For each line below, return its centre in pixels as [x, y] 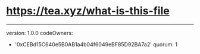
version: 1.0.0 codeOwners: [40, 33]
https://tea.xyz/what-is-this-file [88, 11]
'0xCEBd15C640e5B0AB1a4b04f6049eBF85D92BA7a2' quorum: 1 [96, 44]
